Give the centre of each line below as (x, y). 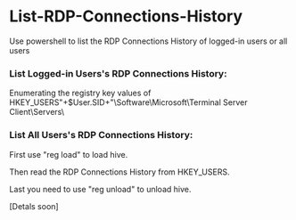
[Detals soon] (34, 206)
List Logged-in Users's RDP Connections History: (118, 73)
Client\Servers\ (37, 112)
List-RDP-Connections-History (126, 16)
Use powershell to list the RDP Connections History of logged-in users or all (148, 41)
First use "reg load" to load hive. (69, 154)
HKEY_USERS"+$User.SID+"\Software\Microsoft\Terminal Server (128, 102)
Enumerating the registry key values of (80, 93)
